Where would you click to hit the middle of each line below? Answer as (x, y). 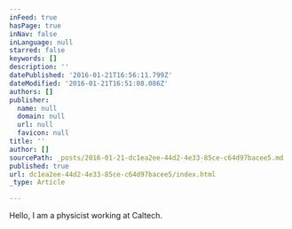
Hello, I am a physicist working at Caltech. (86, 216)
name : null (37, 108)
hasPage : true (36, 26)
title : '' (28, 141)
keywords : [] (33, 59)
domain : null (41, 116)
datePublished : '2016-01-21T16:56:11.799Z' (91, 75)
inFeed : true (33, 17)
